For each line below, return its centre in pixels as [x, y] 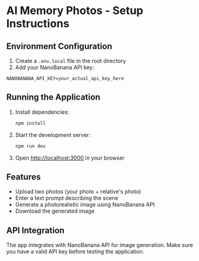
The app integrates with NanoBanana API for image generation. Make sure [100, 245]
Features [24, 177]
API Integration [36, 230]
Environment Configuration [59, 46]
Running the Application [53, 97]
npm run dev [30, 146]
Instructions [38, 24]
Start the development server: [53, 134]
